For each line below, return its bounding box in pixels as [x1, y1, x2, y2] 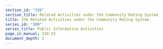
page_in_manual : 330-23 [5, 31, 56, 36]
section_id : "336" [5, 7, 44, 13]
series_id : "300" [5, 21, 42, 27]
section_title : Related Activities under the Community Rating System [5, 12, 158, 17]
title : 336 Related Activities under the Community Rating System [5, 17, 149, 22]
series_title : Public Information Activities [5, 27, 103, 32]
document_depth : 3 [5, 36, 44, 41]
